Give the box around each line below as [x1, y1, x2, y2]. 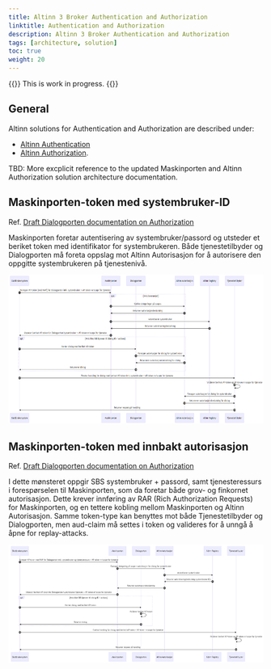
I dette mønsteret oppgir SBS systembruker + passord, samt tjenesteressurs [8, 477, 262, 486]
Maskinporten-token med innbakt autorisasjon [8, 440, 249, 453]
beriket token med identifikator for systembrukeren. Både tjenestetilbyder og [8, 241, 264, 250]
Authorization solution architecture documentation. [8, 172, 178, 182]
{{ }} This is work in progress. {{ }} [8, 79, 119, 88]
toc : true [8, 47, 42, 56]
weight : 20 [8, 56, 45, 64]
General [8, 102, 50, 116]
